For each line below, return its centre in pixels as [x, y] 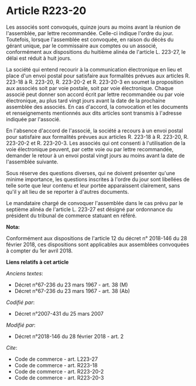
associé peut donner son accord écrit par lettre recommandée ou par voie [95, 94]
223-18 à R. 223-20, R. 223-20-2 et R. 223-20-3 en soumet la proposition [95, 82]
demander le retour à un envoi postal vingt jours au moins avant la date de [96, 155]
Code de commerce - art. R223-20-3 [59, 378]
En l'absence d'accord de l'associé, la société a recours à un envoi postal [94, 131]
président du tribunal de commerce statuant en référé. [71, 216]
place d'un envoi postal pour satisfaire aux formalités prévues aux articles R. [98, 76]
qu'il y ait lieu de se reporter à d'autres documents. [68, 192]
